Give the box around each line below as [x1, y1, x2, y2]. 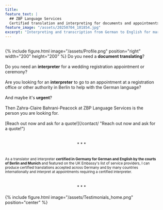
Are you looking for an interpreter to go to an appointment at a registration [5, 79, 154, 85]
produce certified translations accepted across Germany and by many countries [5, 165, 138, 170]
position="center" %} [5, 200, 48, 205]
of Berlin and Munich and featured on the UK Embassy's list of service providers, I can [5, 161, 150, 166]
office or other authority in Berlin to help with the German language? [5, 85, 142, 90]
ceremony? [5, 69, 28, 74]
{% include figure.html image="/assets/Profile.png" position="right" [5, 48, 141, 54]
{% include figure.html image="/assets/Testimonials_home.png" [5, 194, 133, 200]
